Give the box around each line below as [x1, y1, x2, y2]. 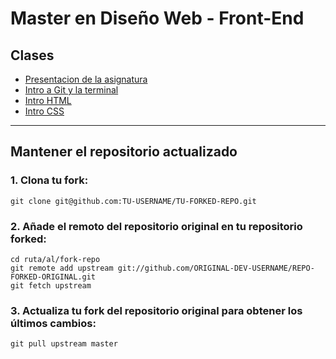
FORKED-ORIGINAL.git [10, 272, 97, 282]
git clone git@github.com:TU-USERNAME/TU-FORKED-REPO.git [10, 196, 257, 206]
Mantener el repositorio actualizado [10, 143, 238, 161]
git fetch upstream [10, 280, 92, 291]
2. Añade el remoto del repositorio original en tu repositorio [10, 219, 303, 233]
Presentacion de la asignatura [24, 73, 148, 85]
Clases [10, 47, 55, 64]
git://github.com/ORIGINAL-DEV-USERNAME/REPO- [117, 263, 315, 273]
